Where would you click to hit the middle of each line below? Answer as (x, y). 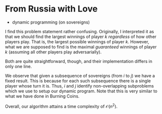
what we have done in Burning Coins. (42, 96)
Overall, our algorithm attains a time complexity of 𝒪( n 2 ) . (61, 106)
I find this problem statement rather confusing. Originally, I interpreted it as (80, 31)
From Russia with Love (51, 9)
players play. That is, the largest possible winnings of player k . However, (77, 41)
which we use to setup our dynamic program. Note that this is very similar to (81, 91)
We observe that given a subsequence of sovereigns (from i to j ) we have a (80, 76)
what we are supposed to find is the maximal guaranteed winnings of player (81, 47)
